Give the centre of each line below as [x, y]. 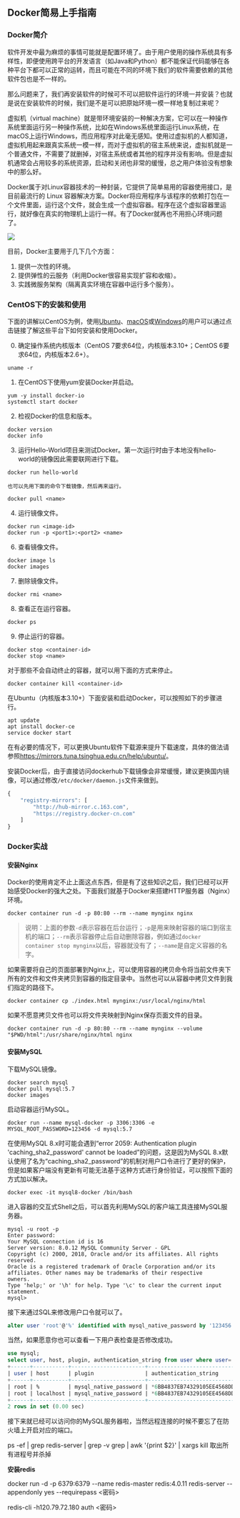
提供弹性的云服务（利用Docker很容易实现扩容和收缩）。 [99, 275]
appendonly [25, 1492]
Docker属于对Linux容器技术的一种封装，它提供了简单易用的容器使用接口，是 [120, 187]
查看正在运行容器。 [46, 608]
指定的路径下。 [35, 988]
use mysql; [24, 1354]
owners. [19, 1279]
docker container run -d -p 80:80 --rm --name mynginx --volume [105, 1029]
